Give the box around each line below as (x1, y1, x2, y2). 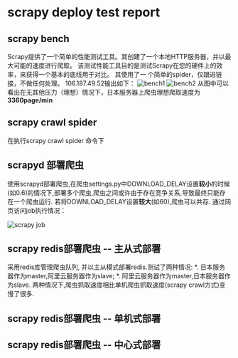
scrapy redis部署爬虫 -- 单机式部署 (7, 312, 161, 325)
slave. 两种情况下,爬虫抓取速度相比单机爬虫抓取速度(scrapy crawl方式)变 (13, 280, 226, 289)
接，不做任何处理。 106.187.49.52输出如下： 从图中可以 (7, 79, 229, 88)
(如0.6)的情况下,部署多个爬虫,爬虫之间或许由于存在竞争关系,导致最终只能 (7, 188, 220, 196)
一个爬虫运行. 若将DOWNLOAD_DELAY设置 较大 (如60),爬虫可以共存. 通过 (13, 197, 225, 206)
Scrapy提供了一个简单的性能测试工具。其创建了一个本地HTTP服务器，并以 (7, 53, 225, 60)
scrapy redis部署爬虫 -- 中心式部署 (7, 339, 161, 351)
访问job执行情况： (13, 206, 67, 214)
